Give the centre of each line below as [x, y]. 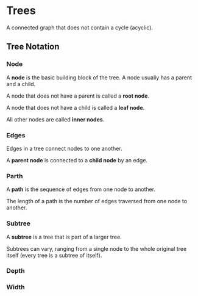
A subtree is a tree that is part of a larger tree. [64, 237]
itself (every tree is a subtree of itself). [54, 255]
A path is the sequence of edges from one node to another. [81, 189]
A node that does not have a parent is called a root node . [78, 96]
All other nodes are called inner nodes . [55, 119]
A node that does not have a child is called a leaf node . [76, 107]
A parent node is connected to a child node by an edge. [77, 160]
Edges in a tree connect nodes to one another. [65, 148]
